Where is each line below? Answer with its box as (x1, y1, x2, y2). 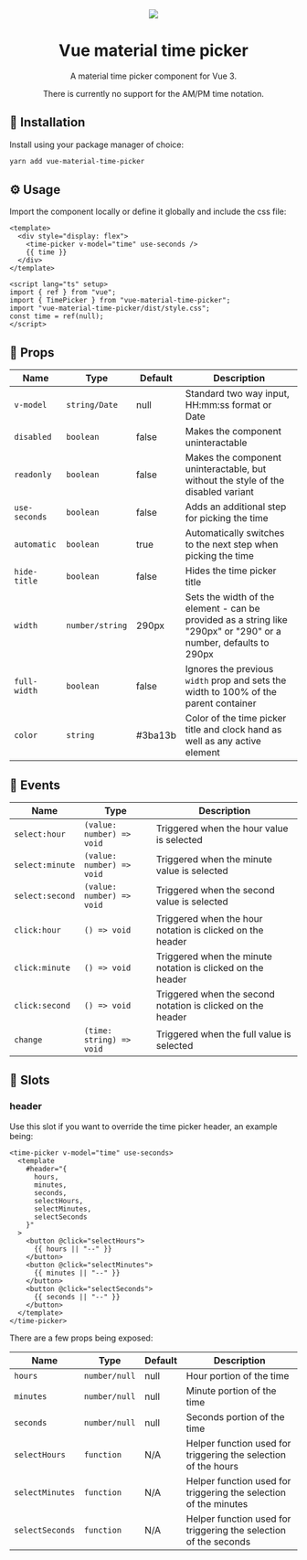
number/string (66, 621, 128, 631)
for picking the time (185, 512, 269, 525)
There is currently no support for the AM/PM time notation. (42, 88, 265, 99)
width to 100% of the (185, 686, 277, 699)
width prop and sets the (185, 674, 287, 687)
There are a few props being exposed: (9, 1332, 153, 1343)
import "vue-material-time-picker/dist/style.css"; (9, 304, 210, 314)
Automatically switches (185, 527, 285, 540)
